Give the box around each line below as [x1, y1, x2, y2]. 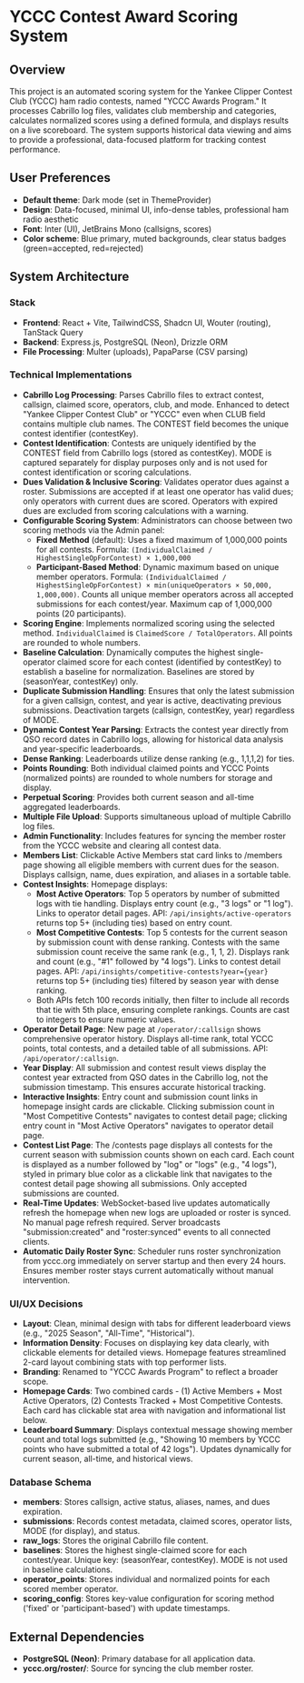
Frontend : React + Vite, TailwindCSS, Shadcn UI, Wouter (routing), [22, 316, 271, 328]
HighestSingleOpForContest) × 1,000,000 [35, 553, 191, 563]
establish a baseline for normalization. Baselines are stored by [22, 666, 255, 676]
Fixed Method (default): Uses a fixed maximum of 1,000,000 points [35, 534, 288, 545]
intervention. [22, 1275, 71, 1286]
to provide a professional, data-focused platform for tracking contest [9, 135, 267, 145]
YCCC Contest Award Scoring [9, 6, 239, 27]
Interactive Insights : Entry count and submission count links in [22, 1091, 259, 1102]
